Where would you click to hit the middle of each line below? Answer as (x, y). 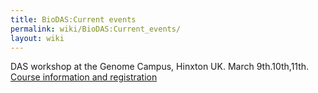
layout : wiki (37, 38)
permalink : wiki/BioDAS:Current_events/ (96, 29)
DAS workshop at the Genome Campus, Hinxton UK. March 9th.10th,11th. (160, 67)
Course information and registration (84, 77)
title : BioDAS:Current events (73, 19)
